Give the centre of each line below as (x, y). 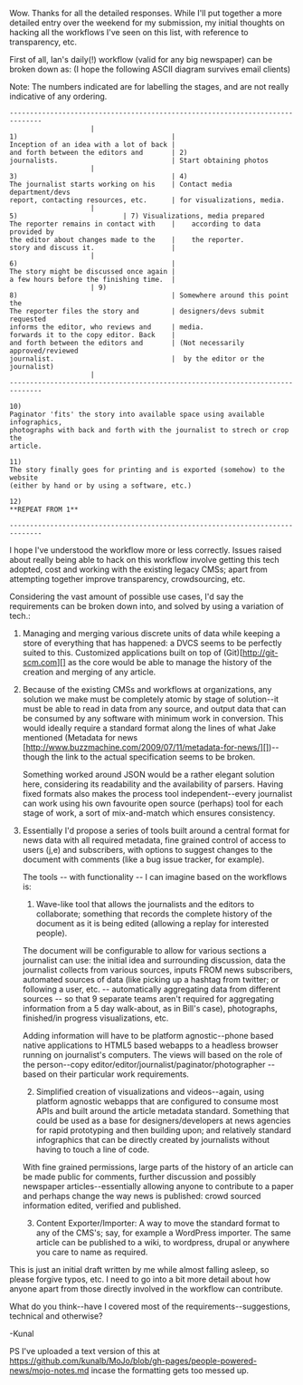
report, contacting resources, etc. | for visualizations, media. (147, 200)
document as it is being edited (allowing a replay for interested (152, 923)
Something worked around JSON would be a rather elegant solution (148, 775)
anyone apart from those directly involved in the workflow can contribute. (146, 1289)
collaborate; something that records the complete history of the (154, 914)
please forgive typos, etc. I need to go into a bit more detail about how (140, 1279)
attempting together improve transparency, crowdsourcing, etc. (128, 579)
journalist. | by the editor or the (137, 359)
